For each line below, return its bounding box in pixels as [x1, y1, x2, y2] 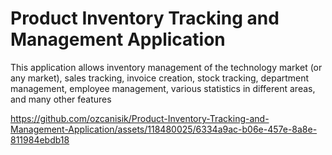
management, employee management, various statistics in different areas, [10, 82, 316, 94]
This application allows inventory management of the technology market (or [10, 61, 323, 73]
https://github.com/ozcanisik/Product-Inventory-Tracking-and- [10, 112, 270, 124]
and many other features [10, 93, 112, 105]
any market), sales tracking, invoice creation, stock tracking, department [10, 72, 310, 84]
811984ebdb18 [10, 133, 70, 146]
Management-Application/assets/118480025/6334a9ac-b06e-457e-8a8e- [10, 123, 318, 135]
